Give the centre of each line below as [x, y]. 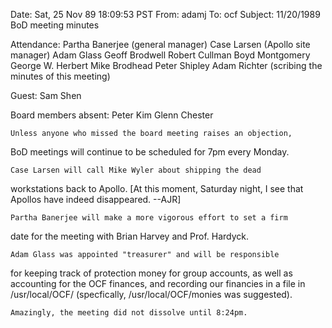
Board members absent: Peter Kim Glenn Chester [112, 115]
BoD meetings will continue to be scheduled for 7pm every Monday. [150, 152]
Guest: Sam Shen [46, 95]
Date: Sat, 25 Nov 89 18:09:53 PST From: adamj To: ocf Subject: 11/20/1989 [165, 14]
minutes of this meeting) [60, 76]
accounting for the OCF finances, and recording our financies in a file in [158, 283]
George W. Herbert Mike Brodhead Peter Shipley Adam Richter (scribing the [166, 65]
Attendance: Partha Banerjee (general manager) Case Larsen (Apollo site [160, 44]
